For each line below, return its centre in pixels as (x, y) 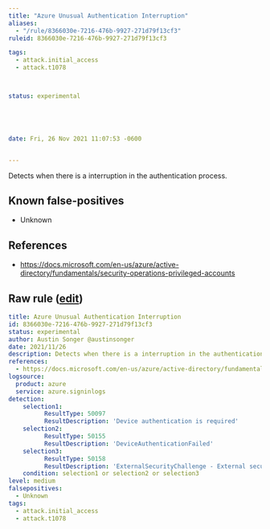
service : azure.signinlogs (61, 391)
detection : (27, 399)
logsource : (27, 377)
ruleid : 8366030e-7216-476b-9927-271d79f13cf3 (88, 38)
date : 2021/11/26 (37, 347)
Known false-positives (66, 201)
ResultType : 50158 (75, 458)
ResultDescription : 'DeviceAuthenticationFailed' (129, 444)
